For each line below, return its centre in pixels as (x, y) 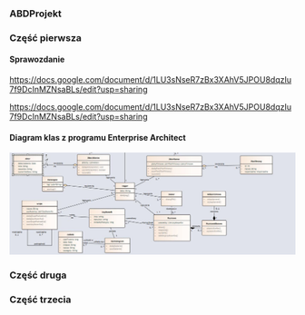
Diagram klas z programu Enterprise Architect (98, 137)
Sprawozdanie (37, 59)
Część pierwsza (45, 37)
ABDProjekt (35, 14)
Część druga (38, 275)
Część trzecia (40, 300)
